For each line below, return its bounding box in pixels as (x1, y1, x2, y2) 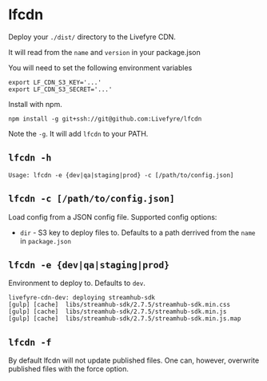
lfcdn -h (8, 152, 52, 164)
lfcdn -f (8, 336, 52, 348)
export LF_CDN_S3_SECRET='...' (8, 85, 113, 93)
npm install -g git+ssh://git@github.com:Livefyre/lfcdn (8, 114, 202, 123)
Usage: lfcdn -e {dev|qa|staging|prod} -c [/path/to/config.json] (8, 171, 234, 179)
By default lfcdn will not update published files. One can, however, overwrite (8, 355, 260, 365)
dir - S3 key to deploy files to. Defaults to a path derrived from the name (19, 228, 256, 237)
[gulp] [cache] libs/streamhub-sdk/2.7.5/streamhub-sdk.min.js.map (8, 315, 241, 323)
